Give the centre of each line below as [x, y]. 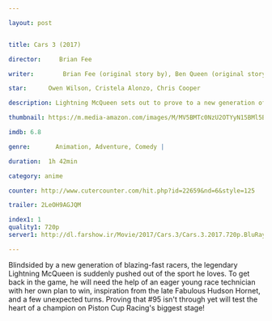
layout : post [30, 23]
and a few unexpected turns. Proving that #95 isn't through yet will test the [133, 299]
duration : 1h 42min [43, 161]
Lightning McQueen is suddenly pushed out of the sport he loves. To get [129, 273]
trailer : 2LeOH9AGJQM [45, 205]
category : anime [36, 176]
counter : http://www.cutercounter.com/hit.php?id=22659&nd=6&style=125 [132, 191]
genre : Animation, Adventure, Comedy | [86, 146]
